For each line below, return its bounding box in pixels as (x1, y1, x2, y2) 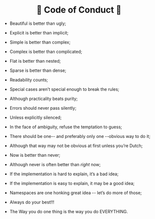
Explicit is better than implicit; (9, 30, 69, 35)
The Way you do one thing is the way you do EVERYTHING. (9, 208, 128, 214)
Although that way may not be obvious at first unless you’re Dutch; (9, 143, 143, 149)
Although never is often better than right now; (9, 161, 101, 167)
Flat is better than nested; (9, 58, 61, 64)
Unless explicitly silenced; (9, 114, 62, 120)
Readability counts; (9, 77, 48, 83)
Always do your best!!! (9, 199, 55, 205)
